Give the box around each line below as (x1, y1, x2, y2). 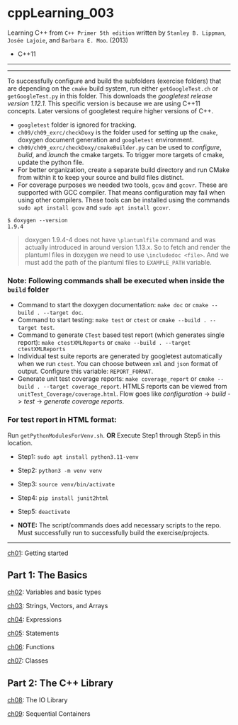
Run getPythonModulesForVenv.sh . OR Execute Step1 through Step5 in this (7, 430, 221, 440)
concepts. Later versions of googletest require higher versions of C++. (7, 106, 214, 115)
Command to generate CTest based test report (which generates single (17, 331, 225, 339)
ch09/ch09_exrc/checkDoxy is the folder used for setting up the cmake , (17, 127, 218, 136)
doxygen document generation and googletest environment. (17, 135, 194, 144)
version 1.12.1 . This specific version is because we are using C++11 (7, 99, 200, 108)
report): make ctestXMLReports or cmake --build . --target (17, 338, 191, 347)
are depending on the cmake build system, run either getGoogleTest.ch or (7, 84, 219, 93)
